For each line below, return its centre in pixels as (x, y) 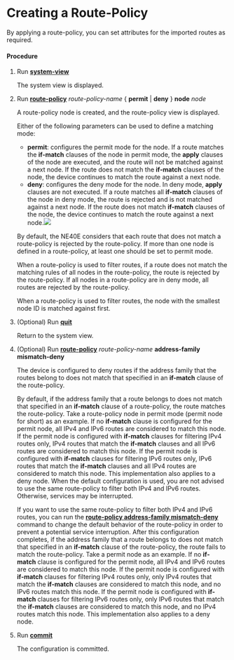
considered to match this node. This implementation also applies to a (116, 474)
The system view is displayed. (60, 85)
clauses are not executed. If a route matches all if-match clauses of (125, 192)
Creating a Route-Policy (77, 13)
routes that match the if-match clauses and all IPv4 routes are (106, 466)
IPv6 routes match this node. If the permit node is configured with (112, 592)
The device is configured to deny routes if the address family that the (116, 370)
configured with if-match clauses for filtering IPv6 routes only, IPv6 (114, 459)
